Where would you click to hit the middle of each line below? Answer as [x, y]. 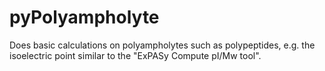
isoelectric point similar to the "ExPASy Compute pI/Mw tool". [135, 55]
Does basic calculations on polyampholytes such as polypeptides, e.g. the [162, 45]
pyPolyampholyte [84, 17]
